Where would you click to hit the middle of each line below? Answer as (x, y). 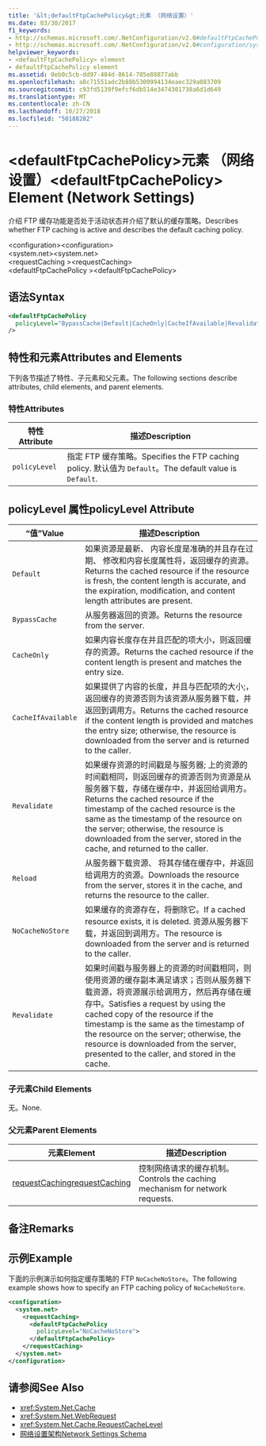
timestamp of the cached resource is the (160, 809)
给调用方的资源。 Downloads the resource (162, 875)
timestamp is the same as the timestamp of (165, 1024)
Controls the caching (177, 1179)
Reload (25, 878)
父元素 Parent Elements (53, 1130)
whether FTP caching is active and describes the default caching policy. (126, 229)
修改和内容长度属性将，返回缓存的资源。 (178, 561)
